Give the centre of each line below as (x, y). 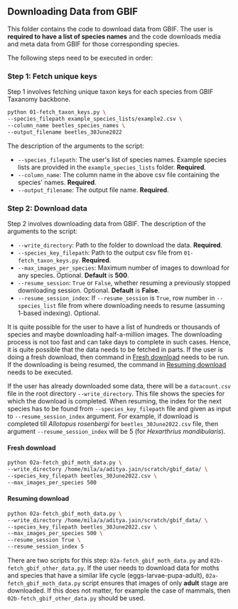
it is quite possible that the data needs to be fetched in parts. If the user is (115, 349)
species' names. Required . (57, 182)
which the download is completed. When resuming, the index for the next (115, 401)
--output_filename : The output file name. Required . (93, 190)
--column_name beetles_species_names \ (66, 125)
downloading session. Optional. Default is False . (88, 290)
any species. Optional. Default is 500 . (73, 275)
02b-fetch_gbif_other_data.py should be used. (76, 598)
